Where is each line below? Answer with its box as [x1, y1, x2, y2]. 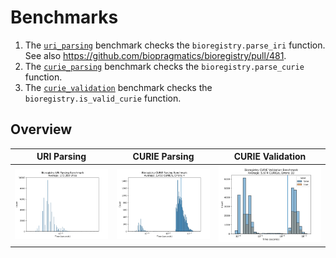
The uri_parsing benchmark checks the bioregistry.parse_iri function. [24, 39, 326, 51]
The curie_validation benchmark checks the [24, 81, 213, 93]
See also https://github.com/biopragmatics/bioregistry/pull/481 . [24, 49, 287, 61]
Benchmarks [10, 6, 119, 29]
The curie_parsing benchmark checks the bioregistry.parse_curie [24, 60, 305, 72]
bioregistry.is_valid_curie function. [24, 92, 182, 104]
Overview [10, 121, 73, 138]
